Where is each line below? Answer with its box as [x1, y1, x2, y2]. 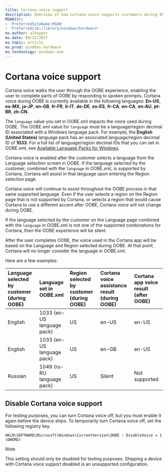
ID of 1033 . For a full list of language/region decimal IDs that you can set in [5, 140, 159, 146]
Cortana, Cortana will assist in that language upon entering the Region [5, 171, 150, 177]
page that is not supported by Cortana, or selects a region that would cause [5, 197, 161, 203]
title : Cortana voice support [5, 7, 68, 13]
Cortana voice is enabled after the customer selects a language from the [5, 155, 154, 161]
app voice [134, 279, 158, 286]
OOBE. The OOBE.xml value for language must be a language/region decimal [5, 124, 162, 130]
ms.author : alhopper [5, 31, 48, 36]
